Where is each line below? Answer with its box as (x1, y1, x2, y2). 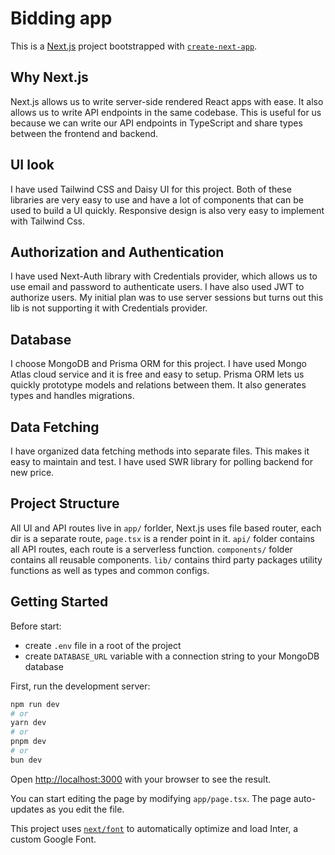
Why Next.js (10, 69, 89, 86)
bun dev (10, 755, 43, 765)
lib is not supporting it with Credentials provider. (10, 302, 208, 314)
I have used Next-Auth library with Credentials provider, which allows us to (10, 270, 318, 282)
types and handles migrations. (10, 390, 135, 402)
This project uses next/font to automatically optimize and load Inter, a (10, 822, 299, 834)
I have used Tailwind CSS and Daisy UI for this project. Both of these (10, 183, 292, 195)
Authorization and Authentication (10, 243, 225, 261)
